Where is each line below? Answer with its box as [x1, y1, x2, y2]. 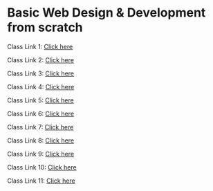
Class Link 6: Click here [7, 109, 75, 118]
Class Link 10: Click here [7, 163, 77, 171]
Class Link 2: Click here [7, 55, 75, 64]
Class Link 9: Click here [7, 149, 75, 158]
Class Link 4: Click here [7, 82, 75, 91]
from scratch [7, 19, 83, 35]
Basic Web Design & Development [7, 5, 206, 21]
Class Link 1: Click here [7, 42, 73, 51]
